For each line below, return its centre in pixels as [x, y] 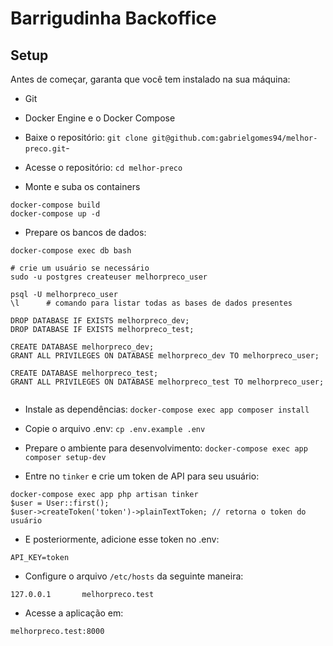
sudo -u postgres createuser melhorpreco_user [109, 277]
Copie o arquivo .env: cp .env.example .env [115, 428]
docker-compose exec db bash [71, 251]
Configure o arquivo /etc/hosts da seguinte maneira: [134, 576]
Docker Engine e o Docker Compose [100, 118]
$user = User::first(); [60, 503]
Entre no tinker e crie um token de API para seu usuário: [142, 476]
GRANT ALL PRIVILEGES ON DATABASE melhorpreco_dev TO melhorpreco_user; [165, 356]
